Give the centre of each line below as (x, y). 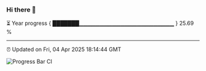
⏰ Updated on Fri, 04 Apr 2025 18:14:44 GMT (64, 49)
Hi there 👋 (21, 10)
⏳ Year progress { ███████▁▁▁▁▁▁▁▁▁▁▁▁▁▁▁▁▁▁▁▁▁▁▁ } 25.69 (100, 23)
